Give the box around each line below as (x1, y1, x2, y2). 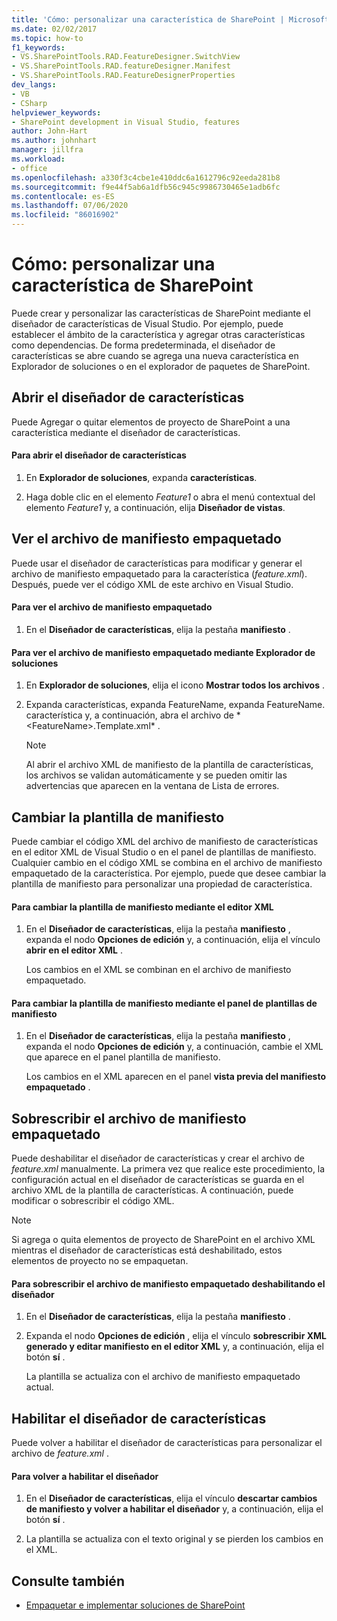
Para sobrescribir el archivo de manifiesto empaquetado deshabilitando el (11, 1277, 326, 1290)
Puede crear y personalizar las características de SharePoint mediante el (11, 307, 311, 319)
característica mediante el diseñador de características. (11, 426, 241, 438)
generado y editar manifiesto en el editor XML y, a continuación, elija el (25, 1341, 324, 1353)
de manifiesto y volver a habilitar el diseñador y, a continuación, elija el (25, 1503, 324, 1515)
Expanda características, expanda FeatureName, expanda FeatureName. (25, 699, 326, 711)
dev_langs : (11, 80, 57, 90)
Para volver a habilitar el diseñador (11, 1470, 159, 1482)
